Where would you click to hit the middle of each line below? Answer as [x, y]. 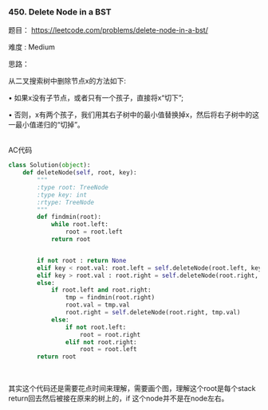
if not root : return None [82, 260]
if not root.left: [96, 327]
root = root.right [110, 334]
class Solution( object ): [49, 166]
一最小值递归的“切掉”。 [47, 125]
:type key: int [62, 195]
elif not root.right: [101, 342]
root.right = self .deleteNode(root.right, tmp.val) [153, 313]
